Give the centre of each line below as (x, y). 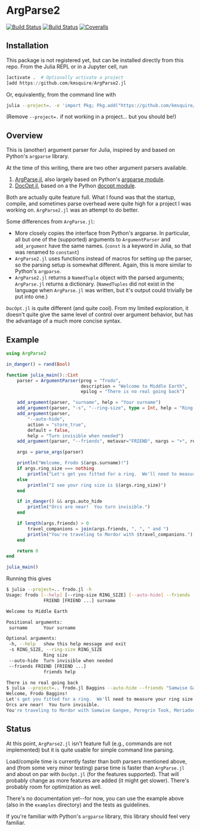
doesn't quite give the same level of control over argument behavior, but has (100, 315)
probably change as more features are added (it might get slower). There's (98, 780)
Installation (27, 46)
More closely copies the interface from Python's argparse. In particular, (102, 233)
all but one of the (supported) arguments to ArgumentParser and (93, 240)
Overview (25, 135)
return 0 (28, 551)
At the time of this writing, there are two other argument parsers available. (97, 168)
